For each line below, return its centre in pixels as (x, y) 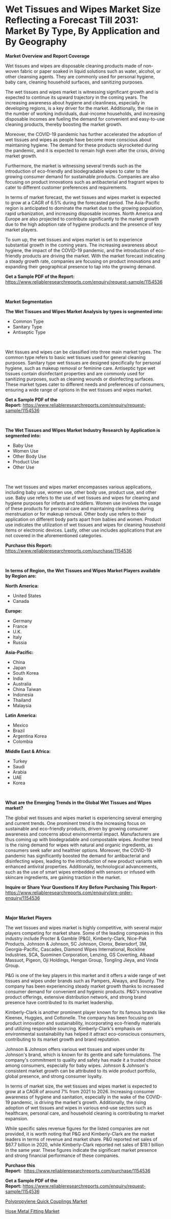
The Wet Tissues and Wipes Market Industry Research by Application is (83, 430)
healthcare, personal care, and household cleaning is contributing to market (85, 1113)
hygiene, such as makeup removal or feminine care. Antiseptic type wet (80, 368)
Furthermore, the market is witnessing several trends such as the (73, 165)
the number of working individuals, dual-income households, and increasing (85, 114)
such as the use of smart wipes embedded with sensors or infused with (80, 872)
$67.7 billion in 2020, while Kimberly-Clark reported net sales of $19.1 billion (84, 1145)
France (20, 626)
